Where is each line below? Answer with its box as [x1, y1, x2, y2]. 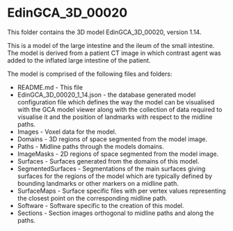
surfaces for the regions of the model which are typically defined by [17, 172, 213, 180]
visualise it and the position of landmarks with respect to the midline [17, 113, 213, 121]
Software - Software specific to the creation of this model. [17, 201, 184, 209]
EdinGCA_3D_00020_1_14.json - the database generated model [17, 90, 196, 99]
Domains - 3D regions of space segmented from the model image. [17, 134, 207, 143]
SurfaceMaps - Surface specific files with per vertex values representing [17, 186, 226, 195]
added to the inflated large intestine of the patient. [7, 56, 151, 64]
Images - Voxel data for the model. [17, 127, 117, 136]
